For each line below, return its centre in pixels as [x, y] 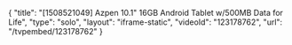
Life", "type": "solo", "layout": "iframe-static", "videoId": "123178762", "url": [146, 22]
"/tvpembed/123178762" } [55, 31]
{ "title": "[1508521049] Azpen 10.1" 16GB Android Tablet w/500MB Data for [146, 13]
